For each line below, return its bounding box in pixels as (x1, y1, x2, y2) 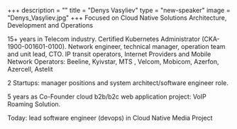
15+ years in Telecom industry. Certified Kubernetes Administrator (7, 35, 201, 43)
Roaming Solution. (7, 100, 61, 108)
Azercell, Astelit (7, 65, 53, 73)
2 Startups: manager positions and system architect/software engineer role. (7, 79, 229, 87)
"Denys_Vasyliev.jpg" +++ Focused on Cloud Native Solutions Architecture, (7, 13, 227, 22)
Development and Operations (7, 21, 94, 29)
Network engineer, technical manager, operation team (67, 43, 226, 50)
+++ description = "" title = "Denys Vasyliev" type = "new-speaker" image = (7, 6, 231, 14)
